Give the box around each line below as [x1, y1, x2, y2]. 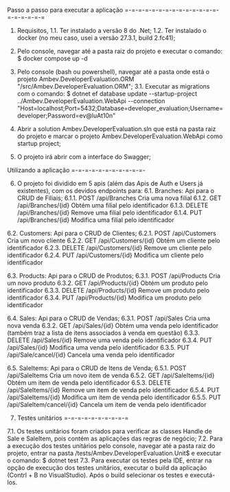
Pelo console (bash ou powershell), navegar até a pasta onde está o [16, 68, 210, 76]
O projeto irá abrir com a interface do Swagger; [16, 153, 151, 161]
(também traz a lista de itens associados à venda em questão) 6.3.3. [7, 329, 200, 337]
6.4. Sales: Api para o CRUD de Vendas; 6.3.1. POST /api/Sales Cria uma [7, 314, 211, 322]
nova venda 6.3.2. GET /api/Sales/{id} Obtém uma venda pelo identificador [7, 322, 219, 329]
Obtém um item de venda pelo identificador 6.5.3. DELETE [7, 379, 172, 387]
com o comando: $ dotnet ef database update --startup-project [16, 89, 198, 98]
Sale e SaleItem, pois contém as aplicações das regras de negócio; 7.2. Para [7, 434, 223, 443]
